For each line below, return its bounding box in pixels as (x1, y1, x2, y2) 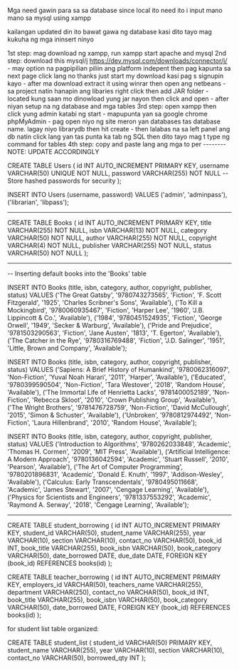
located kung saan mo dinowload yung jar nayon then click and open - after (7, 94, 229, 103)
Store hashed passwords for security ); (7, 176, 122, 185)
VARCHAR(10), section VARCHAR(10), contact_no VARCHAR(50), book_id (7, 536, 222, 545)
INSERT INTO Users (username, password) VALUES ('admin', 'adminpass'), (7, 191, 228, 198)
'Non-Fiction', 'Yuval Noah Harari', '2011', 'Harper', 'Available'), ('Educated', (7, 373, 226, 381)
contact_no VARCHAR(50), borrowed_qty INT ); (7, 653, 147, 662)
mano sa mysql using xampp (7, 14, 91, 22)
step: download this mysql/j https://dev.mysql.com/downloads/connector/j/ (7, 56, 228, 65)
